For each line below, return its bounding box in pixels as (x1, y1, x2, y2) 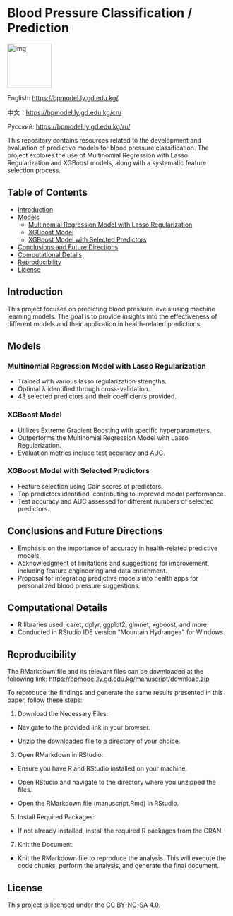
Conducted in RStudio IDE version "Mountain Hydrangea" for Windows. (17, 628, 225, 636)
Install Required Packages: (17, 813, 95, 821)
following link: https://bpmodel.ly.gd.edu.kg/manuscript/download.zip (7, 674, 210, 683)
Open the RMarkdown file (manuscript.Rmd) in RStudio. (17, 799, 179, 808)
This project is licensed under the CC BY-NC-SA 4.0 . (7, 900, 161, 909)
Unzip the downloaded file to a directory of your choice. (17, 737, 181, 746)
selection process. (7, 166, 61, 174)
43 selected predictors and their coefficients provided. (17, 392, 177, 400)
